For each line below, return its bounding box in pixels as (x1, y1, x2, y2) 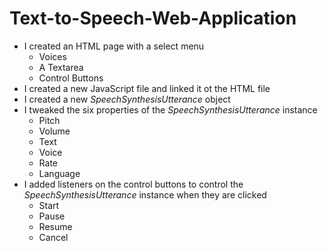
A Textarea (38, 61, 84, 73)
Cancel (38, 231, 69, 243)
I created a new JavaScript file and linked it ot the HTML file (23, 82, 271, 94)
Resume (38, 220, 73, 232)
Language (38, 167, 81, 179)
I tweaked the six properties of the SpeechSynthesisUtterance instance (23, 103, 318, 116)
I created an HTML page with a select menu (23, 40, 205, 52)
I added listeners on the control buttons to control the (23, 178, 244, 190)
